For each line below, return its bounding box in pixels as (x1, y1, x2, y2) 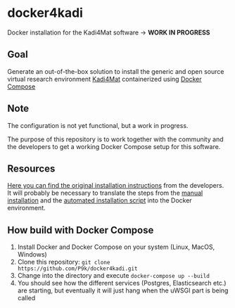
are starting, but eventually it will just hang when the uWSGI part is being (17, 286, 229, 295)
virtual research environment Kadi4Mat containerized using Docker (7, 75, 202, 83)
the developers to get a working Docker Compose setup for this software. (7, 142, 221, 150)
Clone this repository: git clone (17, 258, 110, 267)
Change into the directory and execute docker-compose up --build (17, 271, 210, 280)
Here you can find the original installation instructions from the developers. (7, 181, 224, 190)
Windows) (17, 250, 47, 259)
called (17, 294, 36, 302)
